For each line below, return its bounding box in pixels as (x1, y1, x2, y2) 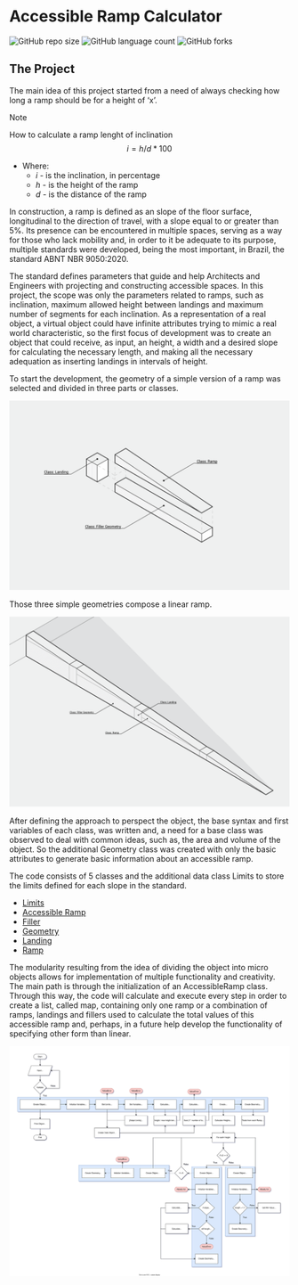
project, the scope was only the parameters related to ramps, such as (9, 290, 264, 300)
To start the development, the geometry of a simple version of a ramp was (9, 372, 282, 384)
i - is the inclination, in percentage (35, 169, 161, 180)
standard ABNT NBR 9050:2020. (9, 253, 129, 264)
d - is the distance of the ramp (35, 189, 147, 200)
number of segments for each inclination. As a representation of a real (9, 308, 267, 319)
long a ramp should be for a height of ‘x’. (9, 94, 157, 105)
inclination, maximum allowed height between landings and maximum (9, 299, 264, 309)
